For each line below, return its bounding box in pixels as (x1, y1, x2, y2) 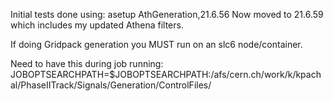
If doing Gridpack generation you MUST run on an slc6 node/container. (10, 39, 303, 50)
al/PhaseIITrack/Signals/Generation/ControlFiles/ (10, 79, 212, 91)
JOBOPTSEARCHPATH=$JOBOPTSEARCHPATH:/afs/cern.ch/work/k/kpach (10, 69, 322, 80)
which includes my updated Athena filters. (10, 19, 184, 31)
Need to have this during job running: (10, 58, 164, 69)
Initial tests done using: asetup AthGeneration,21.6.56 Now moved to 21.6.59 (10, 9, 324, 20)
